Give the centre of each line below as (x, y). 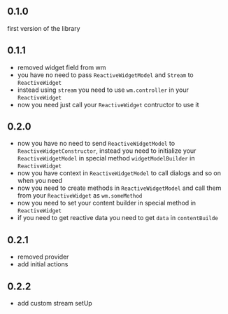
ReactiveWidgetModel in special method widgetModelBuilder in (106, 158)
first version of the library (44, 28)
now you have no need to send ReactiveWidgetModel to (96, 144)
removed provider (43, 257)
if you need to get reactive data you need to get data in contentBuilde (118, 218)
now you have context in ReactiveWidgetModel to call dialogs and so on (119, 173)
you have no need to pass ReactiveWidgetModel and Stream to (105, 75)
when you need (40, 181)
